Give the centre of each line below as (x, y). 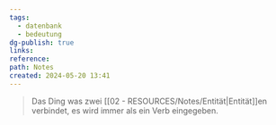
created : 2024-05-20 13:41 (60, 76)
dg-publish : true (42, 42)
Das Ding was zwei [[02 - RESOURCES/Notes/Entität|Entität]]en (149, 101)
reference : (30, 59)
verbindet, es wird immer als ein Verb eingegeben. (125, 110)
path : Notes (31, 68)
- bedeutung (40, 34)
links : (22, 51)
